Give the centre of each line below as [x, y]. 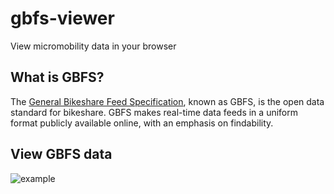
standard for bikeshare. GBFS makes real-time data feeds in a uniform [154, 112]
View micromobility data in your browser [93, 46]
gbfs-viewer [62, 18]
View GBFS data [61, 154]
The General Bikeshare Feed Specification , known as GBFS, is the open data [167, 101]
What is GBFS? [57, 77]
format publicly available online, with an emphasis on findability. [142, 123]
